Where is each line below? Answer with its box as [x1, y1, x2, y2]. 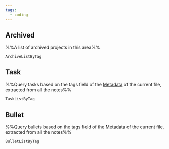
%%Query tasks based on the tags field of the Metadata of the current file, [5, 82, 162, 88]
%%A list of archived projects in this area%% [5, 44, 100, 51]
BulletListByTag [5, 139, 39, 144]
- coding [10, 12, 28, 17]
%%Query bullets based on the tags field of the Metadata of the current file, [5, 124, 164, 130]
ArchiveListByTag [5, 54, 42, 59]
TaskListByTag [5, 97, 35, 102]
